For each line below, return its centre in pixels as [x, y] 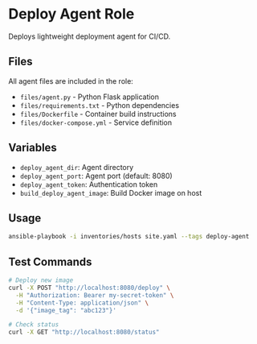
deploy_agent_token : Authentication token [89, 184]
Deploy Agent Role [71, 14]
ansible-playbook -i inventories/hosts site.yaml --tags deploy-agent [129, 237]
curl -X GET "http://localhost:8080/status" [84, 332]
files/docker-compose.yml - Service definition [96, 122]
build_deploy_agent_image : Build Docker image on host [111, 193]
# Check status [34, 325]
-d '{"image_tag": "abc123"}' [66, 310]
